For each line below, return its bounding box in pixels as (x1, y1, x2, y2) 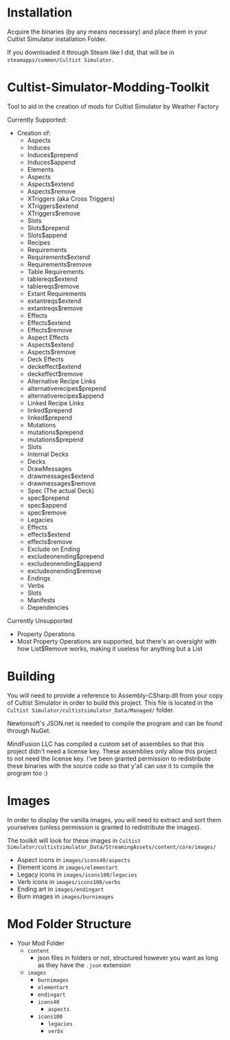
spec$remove (27, 508, 67, 517)
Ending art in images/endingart (16, 885, 104, 893)
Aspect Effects (27, 333, 69, 341)
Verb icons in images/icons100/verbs (16, 877, 122, 885)
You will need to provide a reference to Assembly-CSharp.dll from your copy (7, 691, 223, 699)
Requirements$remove (27, 260, 92, 269)
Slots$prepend (27, 223, 70, 231)
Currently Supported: (7, 115, 67, 124)
